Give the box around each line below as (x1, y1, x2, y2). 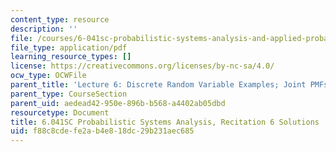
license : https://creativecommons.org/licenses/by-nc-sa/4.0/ (10, 61, 275, 71)
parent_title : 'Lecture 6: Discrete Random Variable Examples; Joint (10, 80, 307, 90)
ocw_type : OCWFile (10, 71, 87, 81)
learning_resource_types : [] (10, 52, 132, 62)
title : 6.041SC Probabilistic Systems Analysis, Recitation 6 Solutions (10, 117, 320, 127)
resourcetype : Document (10, 107, 110, 118)
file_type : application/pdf (10, 42, 128, 53)
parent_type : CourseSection (10, 89, 128, 99)
